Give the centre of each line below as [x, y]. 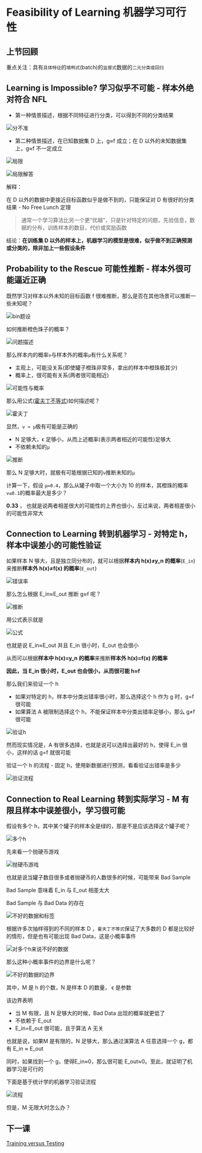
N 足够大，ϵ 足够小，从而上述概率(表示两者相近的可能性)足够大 [93, 439]
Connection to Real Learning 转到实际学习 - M [93, 799]
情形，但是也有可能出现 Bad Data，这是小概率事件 [74, 936]
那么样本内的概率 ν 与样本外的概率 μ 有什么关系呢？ [67, 354]
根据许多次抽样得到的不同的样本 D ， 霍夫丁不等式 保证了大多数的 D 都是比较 [98, 929]
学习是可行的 [27, 1069]
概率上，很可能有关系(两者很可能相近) [62, 375]
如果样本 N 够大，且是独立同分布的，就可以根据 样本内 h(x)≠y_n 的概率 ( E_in [100, 561]
